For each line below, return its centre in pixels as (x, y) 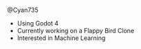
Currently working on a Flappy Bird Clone (76, 31)
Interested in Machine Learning (61, 38)
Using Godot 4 (38, 23)
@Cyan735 (23, 10)
